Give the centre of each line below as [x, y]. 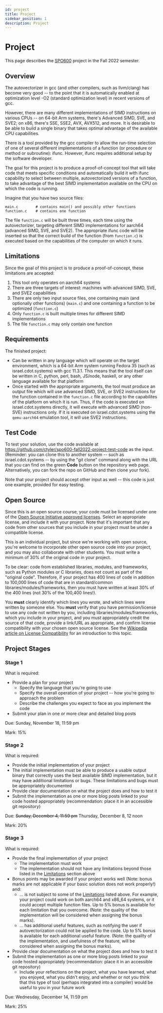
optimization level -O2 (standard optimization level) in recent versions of [77, 98]
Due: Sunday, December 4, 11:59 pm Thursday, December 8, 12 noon [74, 816]
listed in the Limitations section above [57, 873]
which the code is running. [32, 188]
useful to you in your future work [52, 987]
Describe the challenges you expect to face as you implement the [85, 703]
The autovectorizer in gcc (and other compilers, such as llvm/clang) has [77, 88]
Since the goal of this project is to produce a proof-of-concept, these [74, 268]
